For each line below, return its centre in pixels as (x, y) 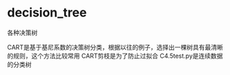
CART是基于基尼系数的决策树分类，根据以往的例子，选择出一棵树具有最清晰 (115, 47)
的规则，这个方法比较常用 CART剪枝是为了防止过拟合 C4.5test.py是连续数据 (115, 56)
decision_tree (47, 13)
